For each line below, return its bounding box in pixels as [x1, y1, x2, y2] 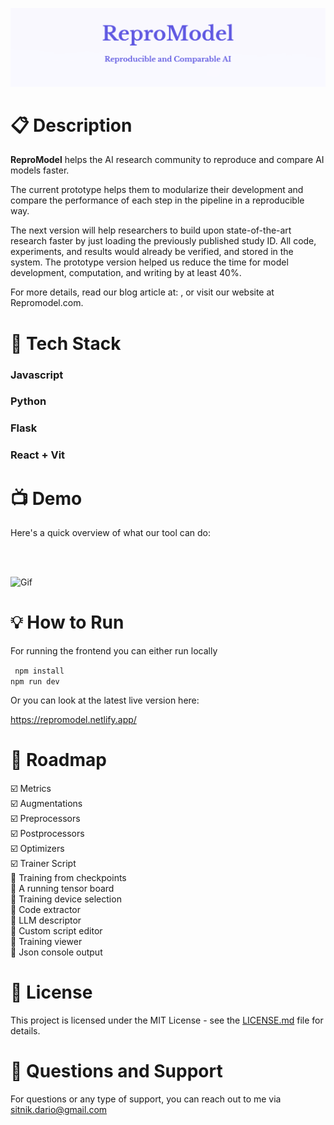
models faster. [10, 164, 70, 177]
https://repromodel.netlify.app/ [10, 714, 137, 726]
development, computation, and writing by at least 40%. [10, 267, 242, 279]
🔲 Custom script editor [10, 925, 103, 937]
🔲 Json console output [10, 946, 103, 958]
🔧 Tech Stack [10, 332, 122, 355]
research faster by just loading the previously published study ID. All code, [10, 235, 317, 247]
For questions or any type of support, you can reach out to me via [10, 1093, 282, 1105]
